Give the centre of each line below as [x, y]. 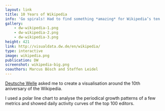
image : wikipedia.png [27, 55]
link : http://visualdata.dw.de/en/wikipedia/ [53, 46]
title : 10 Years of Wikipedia [36, 14]
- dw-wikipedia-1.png [36, 28]
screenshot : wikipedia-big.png [37, 65]
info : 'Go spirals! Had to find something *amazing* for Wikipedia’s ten [83, 19]
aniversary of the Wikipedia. [34, 89]
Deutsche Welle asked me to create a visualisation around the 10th [73, 83]
